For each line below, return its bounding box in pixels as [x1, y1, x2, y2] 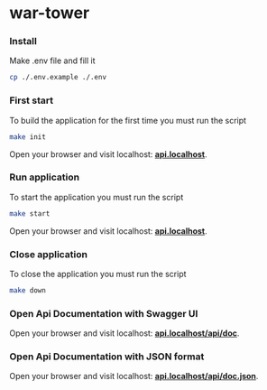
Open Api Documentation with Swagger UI [9, 307, 198, 320]
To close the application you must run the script [9, 269, 187, 279]
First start [9, 94, 54, 107]
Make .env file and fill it [9, 55, 97, 66]
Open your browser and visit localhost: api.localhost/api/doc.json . [9, 371, 259, 382]
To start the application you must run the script [9, 191, 184, 202]
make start [9, 209, 51, 218]
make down [9, 286, 47, 295]
